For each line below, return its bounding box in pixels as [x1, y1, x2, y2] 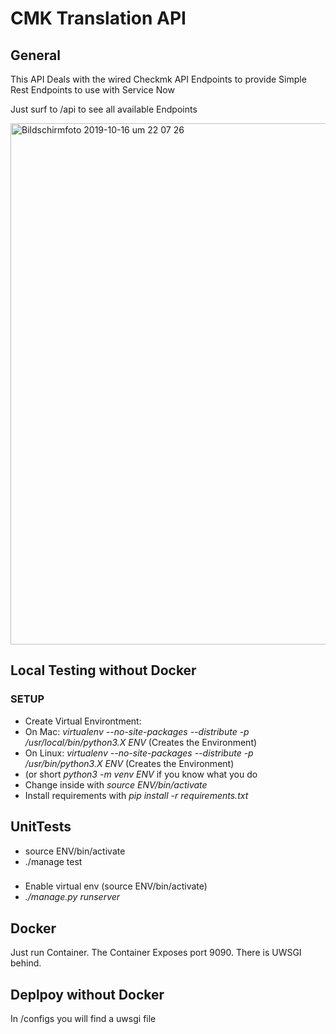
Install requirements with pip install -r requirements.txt [24, 789, 249, 801]
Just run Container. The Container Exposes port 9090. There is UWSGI [10, 947, 302, 959]
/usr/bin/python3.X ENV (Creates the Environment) [24, 757, 235, 769]
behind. [10, 957, 42, 969]
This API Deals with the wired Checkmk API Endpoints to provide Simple [10, 73, 307, 85]
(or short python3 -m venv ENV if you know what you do [24, 768, 258, 780]
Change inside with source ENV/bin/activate [24, 778, 208, 791]
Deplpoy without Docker [10, 986, 165, 1003]
